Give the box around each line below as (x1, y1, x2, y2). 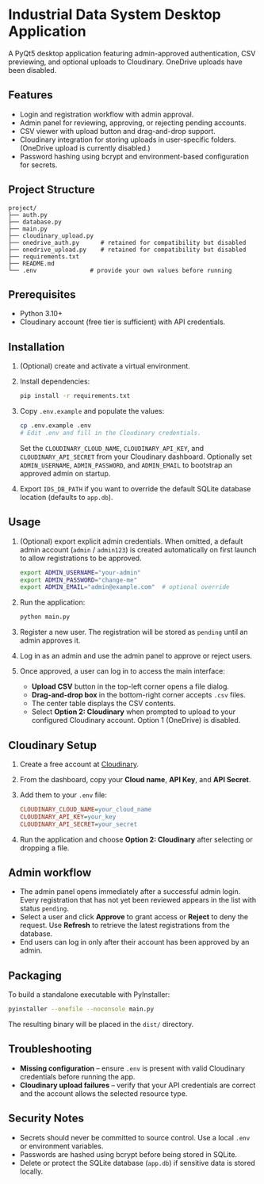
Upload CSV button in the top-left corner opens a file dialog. (31, 682, 230, 691)
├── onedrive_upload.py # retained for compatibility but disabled (8, 246, 247, 254)
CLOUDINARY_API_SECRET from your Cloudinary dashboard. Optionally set (19, 452, 252, 461)
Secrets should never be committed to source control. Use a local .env (19, 1132, 251, 1142)
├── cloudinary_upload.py (8, 231, 94, 239)
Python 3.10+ (19, 309, 63, 319)
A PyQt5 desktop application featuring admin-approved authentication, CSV (8, 48, 256, 58)
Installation (8, 340, 65, 353)
